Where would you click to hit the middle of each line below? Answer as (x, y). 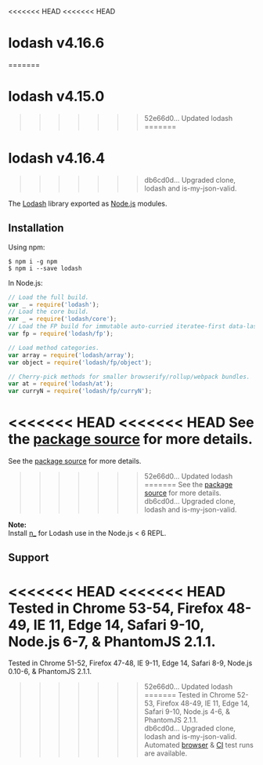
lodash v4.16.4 (57, 158)
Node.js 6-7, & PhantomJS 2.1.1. (112, 641)
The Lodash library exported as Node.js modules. (88, 203)
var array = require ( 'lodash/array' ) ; (71, 355)
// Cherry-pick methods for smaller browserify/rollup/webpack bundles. (129, 377)
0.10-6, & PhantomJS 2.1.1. (50, 672)
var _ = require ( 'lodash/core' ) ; (63, 319)
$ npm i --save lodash (45, 268)
